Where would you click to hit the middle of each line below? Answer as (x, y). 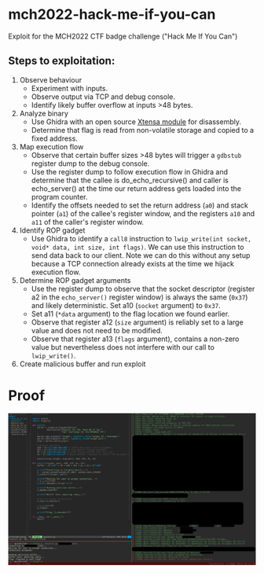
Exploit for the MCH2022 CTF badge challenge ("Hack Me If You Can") (123, 36)
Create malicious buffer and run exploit (82, 364)
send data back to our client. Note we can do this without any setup (141, 255)
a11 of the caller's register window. (87, 222)
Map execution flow (51, 146)
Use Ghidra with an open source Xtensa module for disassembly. (136, 121)
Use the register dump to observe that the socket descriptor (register (143, 288)
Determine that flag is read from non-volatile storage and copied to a (142, 130)
